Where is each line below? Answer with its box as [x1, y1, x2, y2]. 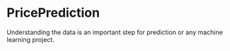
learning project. [6, 35, 54, 43]
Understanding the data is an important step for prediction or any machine [6, 28, 224, 36]
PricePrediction [6, 5, 100, 21]
